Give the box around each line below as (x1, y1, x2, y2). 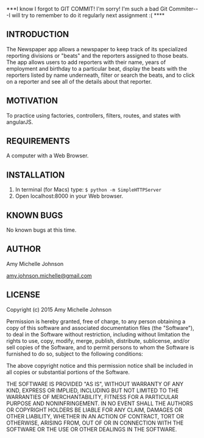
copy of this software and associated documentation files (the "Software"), (6, 324, 195, 331)
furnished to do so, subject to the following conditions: (6, 350, 143, 357)
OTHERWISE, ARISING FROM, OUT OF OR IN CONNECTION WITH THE (6, 419, 184, 426)
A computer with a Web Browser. (6, 152, 89, 159)
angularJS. (6, 118, 33, 126)
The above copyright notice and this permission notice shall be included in (6, 362, 193, 369)
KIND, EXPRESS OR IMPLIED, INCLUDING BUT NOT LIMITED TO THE (6, 387, 179, 394)
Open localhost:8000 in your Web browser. (15, 192, 124, 200)
